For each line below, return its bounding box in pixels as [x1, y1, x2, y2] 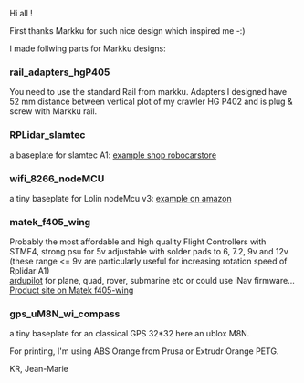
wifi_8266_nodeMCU [9, 172, 105, 185]
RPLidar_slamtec [9, 129, 86, 141]
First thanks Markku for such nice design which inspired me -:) [9, 26, 246, 36]
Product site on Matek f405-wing [9, 285, 134, 295]
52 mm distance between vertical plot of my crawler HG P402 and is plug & [9, 96, 294, 108]
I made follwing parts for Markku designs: [9, 43, 166, 54]
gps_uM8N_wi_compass [9, 307, 121, 320]
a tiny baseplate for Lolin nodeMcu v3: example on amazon [9, 192, 233, 203]
